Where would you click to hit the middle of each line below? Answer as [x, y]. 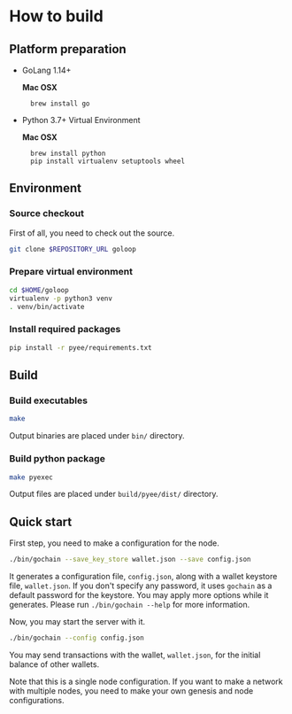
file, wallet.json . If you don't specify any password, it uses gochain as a [141, 586]
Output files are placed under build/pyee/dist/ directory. [114, 494]
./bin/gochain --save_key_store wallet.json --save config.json [130, 560]
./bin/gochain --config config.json [77, 638]
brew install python [68, 153]
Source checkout [46, 213]
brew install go [60, 104]
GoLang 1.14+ [46, 70]
